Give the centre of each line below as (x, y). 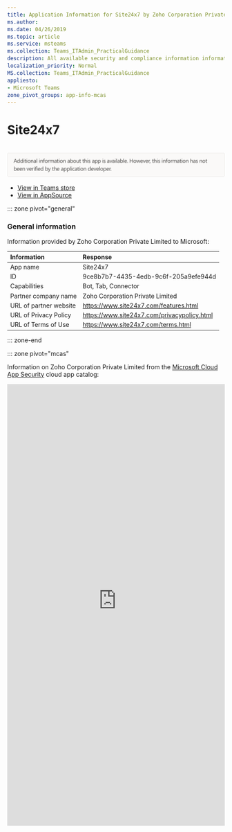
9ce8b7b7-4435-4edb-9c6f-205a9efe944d (149, 276)
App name (25, 267)
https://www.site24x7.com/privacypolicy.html (148, 315)
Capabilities (27, 286)
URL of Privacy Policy (40, 315)
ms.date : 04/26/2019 (37, 29)
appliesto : (23, 80)
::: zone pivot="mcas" (38, 353)
